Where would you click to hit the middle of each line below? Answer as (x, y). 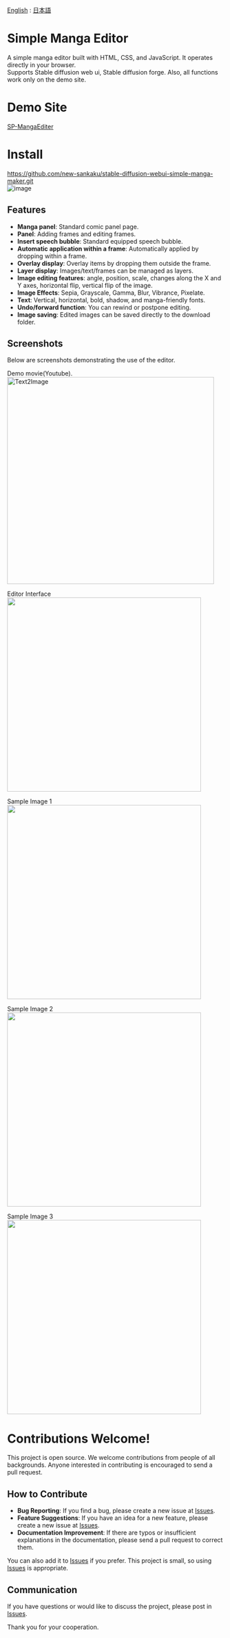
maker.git (20, 181)
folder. (26, 322)
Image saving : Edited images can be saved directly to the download (114, 314)
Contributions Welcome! (79, 1439)
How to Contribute (48, 1494)
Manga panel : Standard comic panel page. (78, 226)
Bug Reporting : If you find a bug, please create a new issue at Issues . (116, 1511)
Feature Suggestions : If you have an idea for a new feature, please (113, 1518)
